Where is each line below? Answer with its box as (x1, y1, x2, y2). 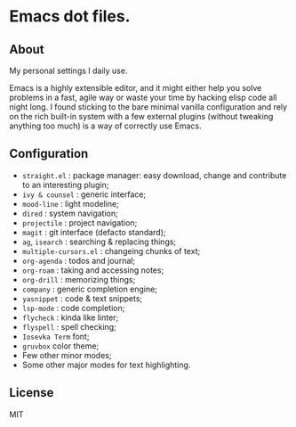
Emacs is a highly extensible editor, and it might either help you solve (9, 83, 262, 93)
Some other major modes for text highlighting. (21, 359, 191, 370)
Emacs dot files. (9, 6, 131, 27)
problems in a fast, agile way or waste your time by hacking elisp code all (9, 92, 277, 103)
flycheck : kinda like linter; (21, 312, 119, 323)
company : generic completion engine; (21, 283, 158, 294)
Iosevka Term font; (21, 331, 90, 341)
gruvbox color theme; (21, 341, 100, 351)
